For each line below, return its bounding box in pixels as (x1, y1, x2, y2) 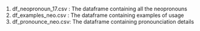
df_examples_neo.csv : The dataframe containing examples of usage (12, 12, 184, 19)
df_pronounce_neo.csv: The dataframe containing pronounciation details (12, 18, 195, 25)
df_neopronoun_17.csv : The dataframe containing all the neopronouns (12, 5, 188, 12)
